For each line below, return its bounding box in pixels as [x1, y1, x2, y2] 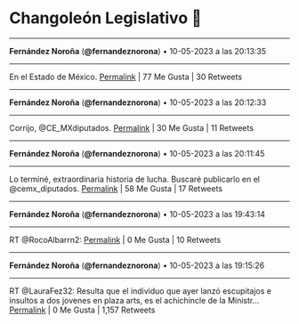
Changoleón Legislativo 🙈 [9, 8, 202, 28]
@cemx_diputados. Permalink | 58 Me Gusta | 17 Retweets [9, 182, 223, 194]
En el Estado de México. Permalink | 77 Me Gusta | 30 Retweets [9, 71, 243, 82]
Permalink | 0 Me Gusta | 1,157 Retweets [9, 304, 156, 315]
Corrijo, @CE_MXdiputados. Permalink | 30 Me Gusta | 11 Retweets [9, 122, 254, 133]
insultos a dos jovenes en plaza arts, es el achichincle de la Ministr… [9, 295, 260, 305]
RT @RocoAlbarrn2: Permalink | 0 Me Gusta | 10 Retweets [9, 234, 222, 245]
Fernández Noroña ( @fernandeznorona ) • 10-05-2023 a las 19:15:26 [9, 260, 265, 271]
